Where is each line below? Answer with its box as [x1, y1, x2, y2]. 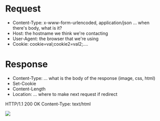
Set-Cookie [12, 80, 36, 86]
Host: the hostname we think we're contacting [12, 30, 108, 36]
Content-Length [12, 86, 46, 92]
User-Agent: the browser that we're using [12, 36, 99, 42]
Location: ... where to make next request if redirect [12, 91, 118, 97]
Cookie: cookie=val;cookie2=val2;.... [12, 41, 89, 47]
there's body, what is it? [12, 25, 62, 31]
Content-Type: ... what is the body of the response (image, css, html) [12, 75, 155, 81]
